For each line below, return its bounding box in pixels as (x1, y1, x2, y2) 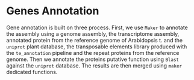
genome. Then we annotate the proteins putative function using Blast (6, 56, 180, 63)
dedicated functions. (6, 68, 58, 75)
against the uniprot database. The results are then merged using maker (6, 61, 183, 69)
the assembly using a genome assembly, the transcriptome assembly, (6, 30, 180, 37)
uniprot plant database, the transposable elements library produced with (6, 43, 187, 50)
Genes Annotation (6, 4, 99, 18)
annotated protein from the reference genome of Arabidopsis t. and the (6, 36, 183, 44)
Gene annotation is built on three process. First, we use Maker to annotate (6, 24, 188, 31)
